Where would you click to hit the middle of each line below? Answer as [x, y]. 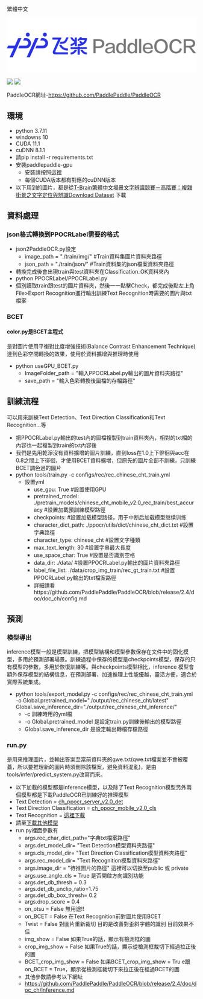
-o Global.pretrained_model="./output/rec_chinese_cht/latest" [92, 701]
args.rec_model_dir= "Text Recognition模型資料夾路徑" [92, 860]
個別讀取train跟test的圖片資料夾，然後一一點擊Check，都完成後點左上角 [105, 285]
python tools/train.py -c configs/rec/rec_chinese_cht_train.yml [93, 474]
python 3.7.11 [31, 130]
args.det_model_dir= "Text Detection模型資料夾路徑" [90, 845]
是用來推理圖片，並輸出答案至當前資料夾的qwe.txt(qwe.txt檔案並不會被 [95, 759]
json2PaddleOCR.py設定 [46, 249]
